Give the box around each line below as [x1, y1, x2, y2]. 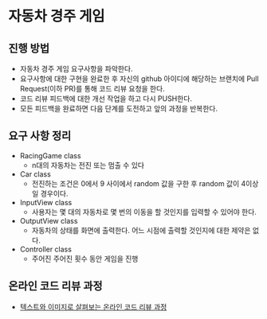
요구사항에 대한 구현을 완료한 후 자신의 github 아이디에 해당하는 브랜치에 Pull [19, 74, 259, 84]
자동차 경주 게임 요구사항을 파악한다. [19, 64, 133, 73]
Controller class [19, 244, 72, 254]
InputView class [19, 197, 73, 207]
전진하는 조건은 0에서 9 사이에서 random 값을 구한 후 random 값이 [31, 178, 240, 188]
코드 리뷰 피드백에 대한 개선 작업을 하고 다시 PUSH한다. [19, 94, 193, 103]
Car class [19, 169, 52, 179]
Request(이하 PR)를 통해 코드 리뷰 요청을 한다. [19, 84, 165, 93]
